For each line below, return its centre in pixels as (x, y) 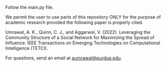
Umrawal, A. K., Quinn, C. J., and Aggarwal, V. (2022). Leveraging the (78, 32)
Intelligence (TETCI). (27, 48)
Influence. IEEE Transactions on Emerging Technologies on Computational (83, 43)
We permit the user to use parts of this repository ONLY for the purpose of (83, 17)
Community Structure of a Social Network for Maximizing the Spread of (80, 38)
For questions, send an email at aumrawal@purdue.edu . (64, 58)
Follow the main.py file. (29, 7)
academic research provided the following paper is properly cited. (74, 22)
